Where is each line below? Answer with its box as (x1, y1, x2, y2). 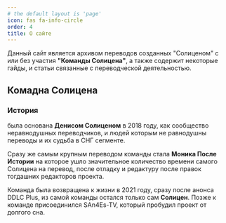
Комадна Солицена (7, 84, 98, 96)
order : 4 (7, 23, 33, 30)
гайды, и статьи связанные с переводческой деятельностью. (7, 64, 192, 72)
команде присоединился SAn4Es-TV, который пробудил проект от (7, 201, 207, 209)
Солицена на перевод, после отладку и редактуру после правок (7, 164, 202, 173)
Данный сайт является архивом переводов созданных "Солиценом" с (7, 49, 219, 58)
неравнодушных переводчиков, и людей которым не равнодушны (7, 128, 207, 137)
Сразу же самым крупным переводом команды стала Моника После (7, 149, 217, 158)
